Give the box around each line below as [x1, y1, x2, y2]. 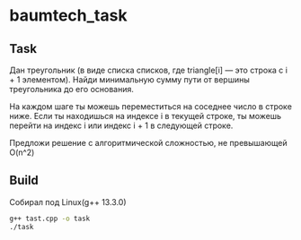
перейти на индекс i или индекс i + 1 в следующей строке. [9, 120, 234, 131]
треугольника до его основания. [9, 84, 135, 94]
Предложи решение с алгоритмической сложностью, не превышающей [9, 138, 288, 148]
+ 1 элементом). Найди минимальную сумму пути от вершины [9, 74, 250, 85]
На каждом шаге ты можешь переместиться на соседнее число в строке [9, 101, 292, 112]
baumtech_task [9, 5, 128, 26]
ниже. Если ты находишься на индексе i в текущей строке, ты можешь [9, 111, 281, 121]
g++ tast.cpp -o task [9, 214, 91, 223]
